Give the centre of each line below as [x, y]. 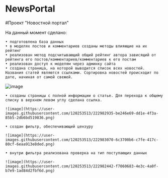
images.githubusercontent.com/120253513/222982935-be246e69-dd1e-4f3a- [82, 113]
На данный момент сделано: [36, 32]
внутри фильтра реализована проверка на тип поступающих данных [78, 153]
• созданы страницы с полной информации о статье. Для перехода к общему [84, 96]
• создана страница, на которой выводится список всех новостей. [75, 68]
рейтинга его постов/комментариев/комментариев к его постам [71, 59]
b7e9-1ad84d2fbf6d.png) [30, 170]
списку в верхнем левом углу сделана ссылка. [54, 100]
